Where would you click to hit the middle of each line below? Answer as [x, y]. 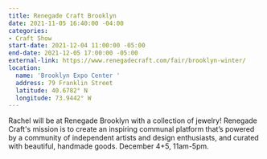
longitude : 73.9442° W [53, 98]
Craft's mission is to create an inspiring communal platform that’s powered [131, 129]
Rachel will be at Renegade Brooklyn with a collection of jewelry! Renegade [133, 120]
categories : [28, 31]
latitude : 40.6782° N [52, 90]
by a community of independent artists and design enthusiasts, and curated [133, 138]
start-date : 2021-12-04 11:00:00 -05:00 [77, 46]
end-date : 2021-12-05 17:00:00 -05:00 [73, 53]
